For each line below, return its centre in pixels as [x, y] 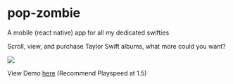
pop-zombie [44, 13]
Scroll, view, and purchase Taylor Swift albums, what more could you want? [117, 46]
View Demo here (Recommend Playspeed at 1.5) [77, 73]
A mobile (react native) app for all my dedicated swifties [88, 32]
